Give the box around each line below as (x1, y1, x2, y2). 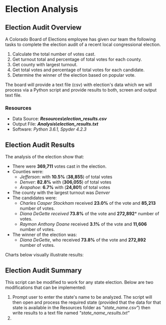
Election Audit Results (5, 140, 75, 149)
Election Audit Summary (5, 266, 82, 275)
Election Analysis (5, 3, 78, 15)
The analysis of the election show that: (5, 154, 84, 160)
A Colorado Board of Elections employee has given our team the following (5, 36, 156, 42)
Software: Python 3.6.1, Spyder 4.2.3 (12, 126, 87, 132)
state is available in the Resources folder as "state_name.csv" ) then (12, 304, 151, 310)
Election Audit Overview (5, 23, 82, 32)
